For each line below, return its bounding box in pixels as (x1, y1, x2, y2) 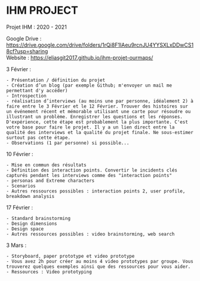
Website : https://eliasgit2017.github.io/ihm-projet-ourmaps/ (6, 54, 153, 61)
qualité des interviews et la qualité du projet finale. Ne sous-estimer (6, 129, 194, 135)
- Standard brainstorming (6, 215, 70, 221)
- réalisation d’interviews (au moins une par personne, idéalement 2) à (6, 98, 194, 104)
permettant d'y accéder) (6, 87, 68, 93)
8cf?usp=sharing (6, 47, 48, 54)
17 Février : (6, 204, 33, 211)
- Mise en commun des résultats (6, 162, 87, 168)
